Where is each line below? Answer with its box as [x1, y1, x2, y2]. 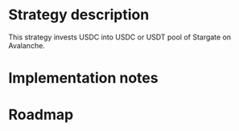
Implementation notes [8, 69, 159, 88]
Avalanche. [8, 40, 46, 50]
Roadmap [8, 106, 74, 124]
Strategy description [8, 6, 150, 24]
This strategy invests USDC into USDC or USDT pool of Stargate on [8, 32, 232, 42]
